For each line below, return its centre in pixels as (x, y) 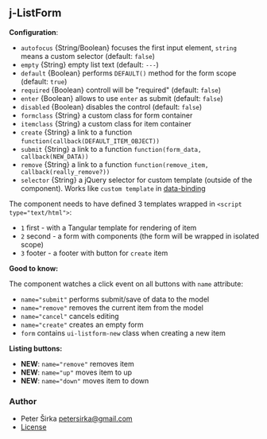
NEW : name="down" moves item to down (85, 380)
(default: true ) (44, 81)
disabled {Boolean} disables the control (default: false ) (111, 107)
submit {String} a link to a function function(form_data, (111, 149)
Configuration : (34, 32)
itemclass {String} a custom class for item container (106, 123)
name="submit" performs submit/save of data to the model (115, 299)
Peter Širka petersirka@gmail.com (77, 419)
